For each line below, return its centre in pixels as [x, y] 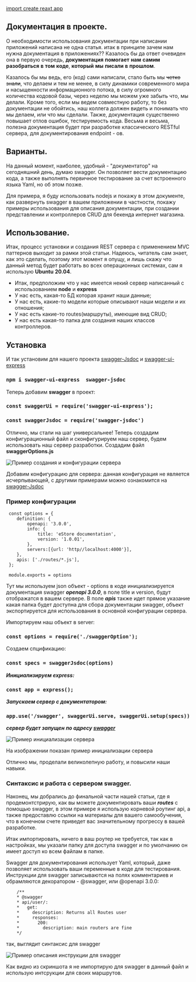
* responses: [38, 918]
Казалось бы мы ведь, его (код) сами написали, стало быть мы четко [93, 77]
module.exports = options [40, 575]
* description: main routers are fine [74, 928]
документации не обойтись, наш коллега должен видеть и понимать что [97, 108]
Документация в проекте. [56, 27]
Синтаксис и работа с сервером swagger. [69, 783]
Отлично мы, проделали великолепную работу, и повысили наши [88, 762]
